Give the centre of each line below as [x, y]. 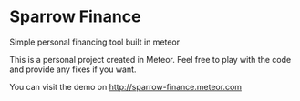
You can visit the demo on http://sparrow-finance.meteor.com [126, 86]
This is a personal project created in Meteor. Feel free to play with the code [150, 59]
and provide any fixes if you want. [73, 69]
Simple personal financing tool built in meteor [95, 42]
